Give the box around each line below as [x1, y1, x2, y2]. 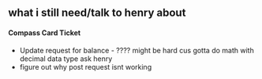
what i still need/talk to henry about [8, 6, 186, 20]
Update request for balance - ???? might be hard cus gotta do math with [19, 45, 254, 55]
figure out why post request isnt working [19, 62, 152, 71]
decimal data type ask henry [19, 54, 113, 63]
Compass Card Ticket [8, 27, 81, 38]
